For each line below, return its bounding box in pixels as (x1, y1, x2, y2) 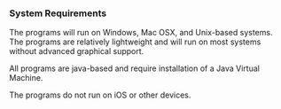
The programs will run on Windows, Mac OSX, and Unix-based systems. (9, 27, 273, 38)
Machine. (9, 73, 43, 83)
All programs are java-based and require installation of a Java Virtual (9, 63, 260, 74)
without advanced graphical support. (9, 46, 144, 57)
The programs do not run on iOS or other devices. (9, 90, 191, 100)
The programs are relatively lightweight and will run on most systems (9, 36, 261, 47)
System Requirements (9, 7, 107, 19)
